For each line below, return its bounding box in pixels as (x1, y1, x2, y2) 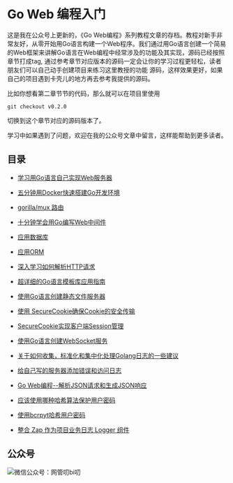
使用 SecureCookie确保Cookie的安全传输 (17, 306, 135, 315)
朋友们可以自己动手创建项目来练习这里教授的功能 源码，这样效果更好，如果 (7, 66, 223, 74)
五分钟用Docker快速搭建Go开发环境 (17, 188, 120, 196)
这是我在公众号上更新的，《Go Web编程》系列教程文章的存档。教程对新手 (7, 31, 217, 39)
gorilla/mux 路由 (17, 203, 64, 211)
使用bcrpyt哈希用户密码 (17, 410, 86, 419)
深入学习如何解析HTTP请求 (17, 262, 96, 271)
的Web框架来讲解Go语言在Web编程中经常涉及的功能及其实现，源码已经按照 (7, 48, 225, 57)
